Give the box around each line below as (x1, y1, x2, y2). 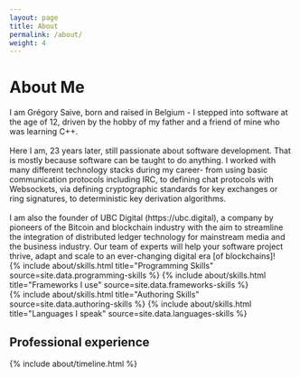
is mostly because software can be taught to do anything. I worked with (9, 155, 277, 166)
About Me (9, 78, 85, 97)
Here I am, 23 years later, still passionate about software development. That (9, 145, 292, 156)
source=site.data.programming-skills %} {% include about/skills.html (9, 270, 267, 280)
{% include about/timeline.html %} (9, 358, 138, 369)
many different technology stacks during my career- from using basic (9, 164, 268, 176)
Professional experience (9, 335, 150, 350)
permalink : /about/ (9, 30, 83, 39)
